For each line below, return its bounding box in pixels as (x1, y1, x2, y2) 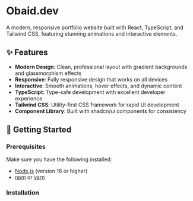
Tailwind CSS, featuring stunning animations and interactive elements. (6, 30, 178, 37)
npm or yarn (14, 174, 45, 181)
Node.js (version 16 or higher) (14, 168, 88, 175)
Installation (6, 189, 40, 197)
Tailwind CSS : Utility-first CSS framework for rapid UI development (14, 101, 179, 108)
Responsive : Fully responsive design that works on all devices (14, 76, 168, 83)
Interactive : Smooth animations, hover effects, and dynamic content (14, 82, 182, 89)
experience (14, 95, 43, 102)
